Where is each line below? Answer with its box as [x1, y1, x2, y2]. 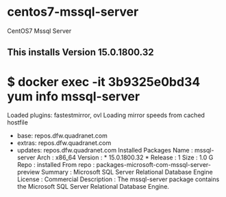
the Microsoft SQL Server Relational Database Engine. [16, 183, 170, 191]
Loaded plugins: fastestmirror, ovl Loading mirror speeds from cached [7, 111, 205, 120]
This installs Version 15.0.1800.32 [7, 47, 154, 58]
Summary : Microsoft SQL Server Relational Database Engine [40, 168, 214, 176]
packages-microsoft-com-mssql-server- [96, 161, 211, 169]
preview [16, 168, 40, 176]
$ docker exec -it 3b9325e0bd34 [7, 74, 201, 90]
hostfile [7, 118, 29, 127]
